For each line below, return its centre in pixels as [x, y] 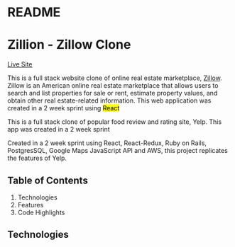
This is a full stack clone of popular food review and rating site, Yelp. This [115, 122]
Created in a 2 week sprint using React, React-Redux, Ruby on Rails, [107, 143]
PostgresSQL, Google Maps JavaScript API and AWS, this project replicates [118, 151]
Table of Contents [48, 180]
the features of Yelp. [37, 158]
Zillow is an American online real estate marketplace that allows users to [113, 86]
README [34, 12]
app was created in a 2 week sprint [59, 130]
